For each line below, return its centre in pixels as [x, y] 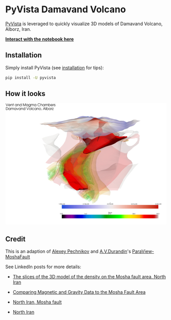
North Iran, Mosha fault [37, 302]
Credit [15, 239]
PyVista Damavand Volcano [66, 10]
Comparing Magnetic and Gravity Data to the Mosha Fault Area [79, 292]
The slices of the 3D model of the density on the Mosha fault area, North [89, 277]
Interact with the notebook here [40, 39]
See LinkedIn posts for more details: [43, 267]
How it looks [25, 94]
